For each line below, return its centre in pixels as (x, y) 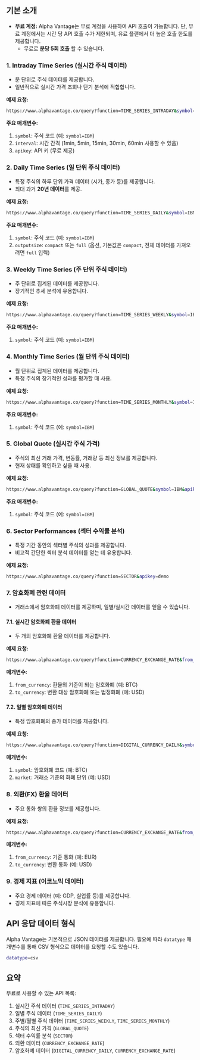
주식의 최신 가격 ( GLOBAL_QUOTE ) (52, 1028)
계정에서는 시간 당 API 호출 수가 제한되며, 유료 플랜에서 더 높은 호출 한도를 (107, 33)
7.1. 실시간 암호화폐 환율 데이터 (41, 622)
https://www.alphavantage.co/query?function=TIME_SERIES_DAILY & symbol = (97, 213)
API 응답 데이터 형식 (41, 924)
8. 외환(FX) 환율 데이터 (37, 794)
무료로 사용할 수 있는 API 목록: (41, 993)
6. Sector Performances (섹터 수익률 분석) (65, 531)
